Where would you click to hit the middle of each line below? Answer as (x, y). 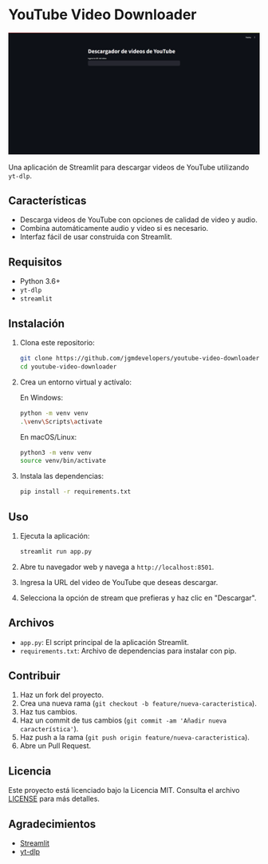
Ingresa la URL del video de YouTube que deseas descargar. (119, 582)
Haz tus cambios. (48, 712)
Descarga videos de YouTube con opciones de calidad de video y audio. (138, 220)
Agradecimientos (52, 824)
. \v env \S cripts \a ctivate (61, 421)
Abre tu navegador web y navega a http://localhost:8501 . (117, 567)
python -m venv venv (54, 413)
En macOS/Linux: (48, 436)
